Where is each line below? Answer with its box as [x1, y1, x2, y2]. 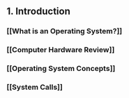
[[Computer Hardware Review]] [6, 45, 115, 55]
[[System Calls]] [6, 83, 63, 92]
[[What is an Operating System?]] [6, 26, 123, 36]
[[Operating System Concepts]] [6, 64, 116, 74]
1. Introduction [6, 6, 70, 17]
